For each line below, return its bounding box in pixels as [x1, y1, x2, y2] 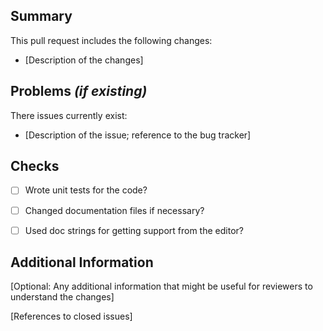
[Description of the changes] [24, 54, 144, 66]
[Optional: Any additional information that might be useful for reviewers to [10, 280, 313, 293]
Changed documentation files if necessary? [24, 204, 205, 216]
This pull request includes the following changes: [10, 34, 213, 46]
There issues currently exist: [10, 109, 128, 121]
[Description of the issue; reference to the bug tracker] [24, 129, 252, 141]
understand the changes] [10, 291, 115, 303]
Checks [10, 158, 60, 175]
